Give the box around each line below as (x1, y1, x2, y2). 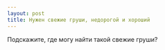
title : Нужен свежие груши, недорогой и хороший (7, 16, 150, 23)
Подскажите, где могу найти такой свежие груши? (7, 35, 158, 43)
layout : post (7, 10, 45, 17)
